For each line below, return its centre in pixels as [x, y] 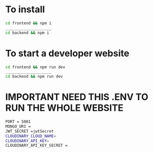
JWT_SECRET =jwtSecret [30, 131]
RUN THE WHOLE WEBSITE [64, 108]
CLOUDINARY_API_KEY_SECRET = [36, 146]
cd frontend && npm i [28, 23]
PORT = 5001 [18, 122]
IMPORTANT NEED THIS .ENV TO [77, 97]
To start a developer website [67, 53]
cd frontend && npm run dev [35, 67]
